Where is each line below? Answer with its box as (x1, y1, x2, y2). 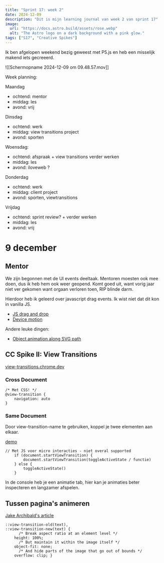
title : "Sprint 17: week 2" (5, 7, 64, 13)
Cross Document (5, 376, 48, 383)
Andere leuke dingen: (5, 326, 50, 332)
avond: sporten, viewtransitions (12, 194, 78, 200)
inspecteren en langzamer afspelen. (5, 485, 80, 491)
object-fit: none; (14, 544, 53, 549)
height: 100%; (14, 535, 44, 540)
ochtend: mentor (12, 93, 47, 99)
